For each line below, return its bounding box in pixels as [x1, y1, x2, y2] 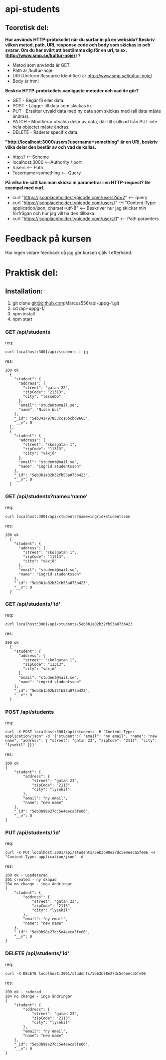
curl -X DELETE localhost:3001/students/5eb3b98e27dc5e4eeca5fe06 [5, 971, 146, 976]
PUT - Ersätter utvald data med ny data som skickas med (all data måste [12, 108, 162, 114]
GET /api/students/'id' [5, 600, 61, 607]
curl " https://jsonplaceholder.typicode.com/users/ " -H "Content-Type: [12, 200, 157, 206]
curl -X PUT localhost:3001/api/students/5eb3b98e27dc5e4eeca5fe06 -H [5, 850, 155, 855]
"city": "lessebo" [23, 394, 61, 399]
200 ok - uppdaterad [5, 873, 48, 878]
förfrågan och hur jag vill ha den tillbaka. [12, 211, 96, 216]
